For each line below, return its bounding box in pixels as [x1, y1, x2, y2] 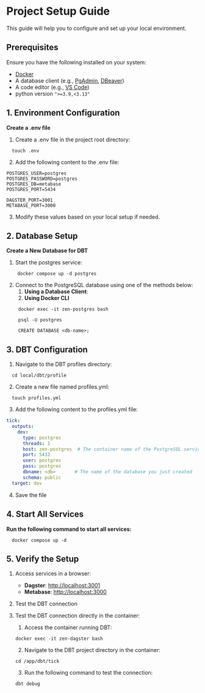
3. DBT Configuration [6, 344, 88, 354]
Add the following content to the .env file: [15, 158, 120, 166]
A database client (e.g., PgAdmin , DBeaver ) [15, 77, 124, 84]
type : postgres [22, 435, 62, 441]
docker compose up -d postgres [17, 271, 97, 277]
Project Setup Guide [6, 4, 110, 18]
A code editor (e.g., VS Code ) [15, 83, 90, 91]
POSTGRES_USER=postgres [6, 170, 67, 176]
